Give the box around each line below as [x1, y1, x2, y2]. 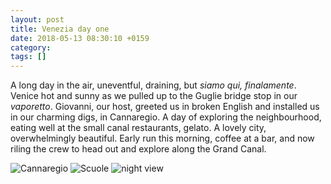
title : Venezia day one [10, 24, 110, 34]
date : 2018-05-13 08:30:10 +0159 [10, 33, 150, 43]
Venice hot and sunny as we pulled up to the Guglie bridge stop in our [10, 90, 298, 102]
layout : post [10, 14, 65, 25]
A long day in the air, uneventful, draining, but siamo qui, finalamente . [10, 79, 297, 91]
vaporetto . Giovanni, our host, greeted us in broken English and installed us [10, 101, 320, 113]
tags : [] [10, 52, 47, 62]
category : [10, 42, 52, 53]
